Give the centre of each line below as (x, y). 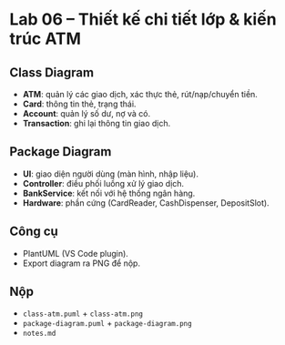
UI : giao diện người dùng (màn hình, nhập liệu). (110, 174)
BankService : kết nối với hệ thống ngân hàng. (109, 193)
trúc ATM (46, 39)
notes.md (39, 334)
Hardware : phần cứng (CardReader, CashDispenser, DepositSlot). (146, 203)
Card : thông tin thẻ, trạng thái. (79, 104)
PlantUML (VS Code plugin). (76, 253)
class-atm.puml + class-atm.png (83, 313)
